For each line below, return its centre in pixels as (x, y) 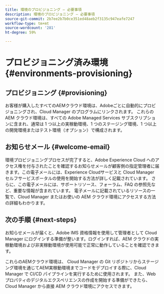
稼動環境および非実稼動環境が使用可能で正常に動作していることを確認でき (80, 245)
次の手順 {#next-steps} (41, 220)
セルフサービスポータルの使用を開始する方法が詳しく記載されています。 (78, 178)
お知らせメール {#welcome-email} (58, 147)
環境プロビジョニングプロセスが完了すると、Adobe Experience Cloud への (80, 160)
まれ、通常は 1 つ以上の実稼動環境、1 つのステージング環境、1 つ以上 (87, 124)
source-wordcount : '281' (30, 28)
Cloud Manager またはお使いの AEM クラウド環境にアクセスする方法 (87, 197)
